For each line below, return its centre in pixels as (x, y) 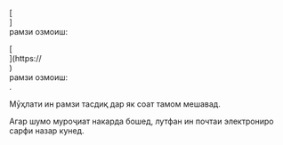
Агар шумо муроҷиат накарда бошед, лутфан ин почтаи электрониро (141, 121)
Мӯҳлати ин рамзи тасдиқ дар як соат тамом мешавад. (115, 104)
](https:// (25, 58)
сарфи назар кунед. (47, 131)
